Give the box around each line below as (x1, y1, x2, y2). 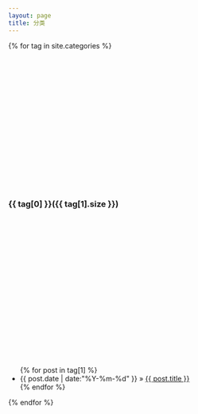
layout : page (8, 11, 52, 20)
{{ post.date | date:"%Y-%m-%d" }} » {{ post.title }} (19, 373, 190, 383)
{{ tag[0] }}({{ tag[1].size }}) (8, 198, 119, 209)
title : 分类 (8, 19, 45, 27)
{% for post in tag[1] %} (19, 365, 98, 374)
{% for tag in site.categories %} (8, 41, 112, 50)
